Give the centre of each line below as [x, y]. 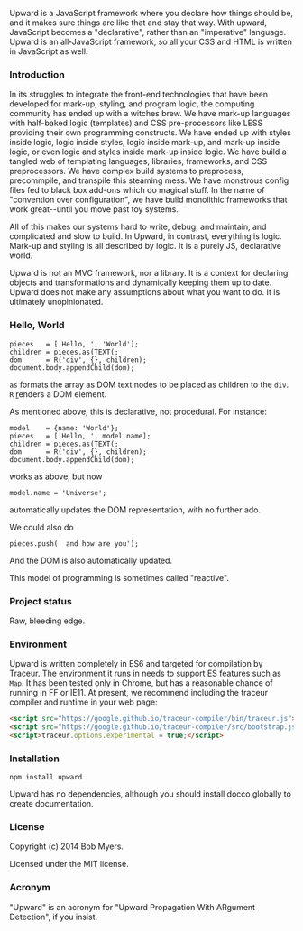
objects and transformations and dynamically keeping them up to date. [141, 282]
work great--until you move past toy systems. [94, 209]
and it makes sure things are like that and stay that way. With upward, [138, 23]
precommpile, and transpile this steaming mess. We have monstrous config [149, 180]
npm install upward [46, 778]
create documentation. [51, 804]
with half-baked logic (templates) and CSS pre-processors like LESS [136, 123]
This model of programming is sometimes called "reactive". [119, 577]
